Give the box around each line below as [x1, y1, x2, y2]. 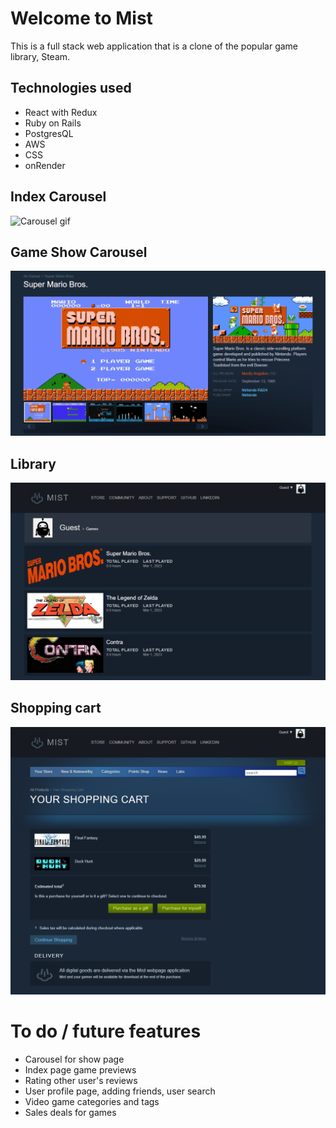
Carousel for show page [24, 1053, 125, 1065]
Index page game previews [24, 1063, 137, 1076]
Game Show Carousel [10, 243, 148, 261]
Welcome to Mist [10, 7, 153, 30]
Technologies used [10, 80, 132, 97]
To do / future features [10, 1020, 202, 1043]
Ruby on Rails [24, 117, 82, 129]
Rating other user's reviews [24, 1074, 138, 1086]
